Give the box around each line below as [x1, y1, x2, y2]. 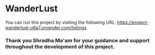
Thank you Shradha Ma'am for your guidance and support [5, 37, 150, 44]
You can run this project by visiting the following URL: [5, 19, 116, 25]
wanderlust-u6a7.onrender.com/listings [5, 24, 87, 30]
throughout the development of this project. [5, 43, 115, 50]
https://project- [117, 19, 149, 25]
